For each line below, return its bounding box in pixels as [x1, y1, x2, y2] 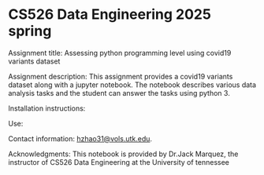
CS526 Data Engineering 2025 [8, 5, 211, 24]
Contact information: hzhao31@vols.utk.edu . [8, 133, 152, 143]
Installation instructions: [8, 104, 86, 113]
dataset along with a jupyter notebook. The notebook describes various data [8, 80, 257, 89]
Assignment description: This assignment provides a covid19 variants [8, 71, 233, 81]
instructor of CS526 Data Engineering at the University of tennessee [8, 157, 230, 166]
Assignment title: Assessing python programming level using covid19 [8, 48, 232, 57]
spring [8, 22, 52, 40]
